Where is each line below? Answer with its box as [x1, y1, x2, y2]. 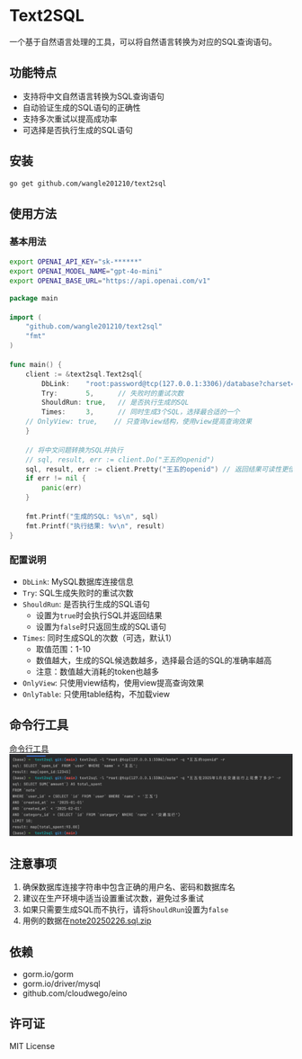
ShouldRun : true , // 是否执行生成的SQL [41, 398, 190, 408]
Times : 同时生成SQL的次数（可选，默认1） [22, 632, 177, 643]
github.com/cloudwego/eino [22, 988, 128, 999]
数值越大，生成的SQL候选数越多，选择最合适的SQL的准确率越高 [35, 654, 272, 666]
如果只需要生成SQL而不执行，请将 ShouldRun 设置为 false [22, 904, 229, 915]
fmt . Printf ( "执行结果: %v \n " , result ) [25, 521, 165, 531]
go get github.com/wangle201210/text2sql [9, 179, 167, 188]
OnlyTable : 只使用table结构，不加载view [22, 688, 171, 699]
